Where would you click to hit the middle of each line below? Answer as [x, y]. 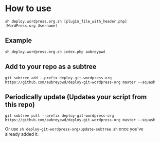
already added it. [22, 134]
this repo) [20, 104]
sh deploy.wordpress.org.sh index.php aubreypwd [55, 52]
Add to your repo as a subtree [51, 67]
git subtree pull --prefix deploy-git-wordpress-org [60, 116]
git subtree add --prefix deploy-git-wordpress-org [58, 78]
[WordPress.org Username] [31, 26]
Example [18, 41]
